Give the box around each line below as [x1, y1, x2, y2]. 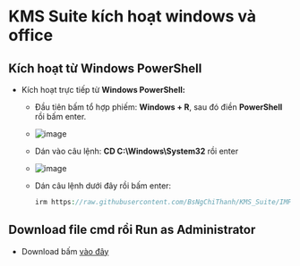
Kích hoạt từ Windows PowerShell [8, 61, 202, 76]
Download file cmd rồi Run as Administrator [8, 222, 256, 237]
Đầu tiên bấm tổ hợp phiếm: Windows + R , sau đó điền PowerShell [34, 102, 283, 112]
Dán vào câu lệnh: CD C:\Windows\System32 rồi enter [34, 145, 239, 156]
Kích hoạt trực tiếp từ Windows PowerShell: [21, 85, 185, 95]
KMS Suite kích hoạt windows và [8, 6, 257, 27]
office [8, 25, 54, 46]
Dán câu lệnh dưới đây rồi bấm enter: [34, 180, 172, 191]
